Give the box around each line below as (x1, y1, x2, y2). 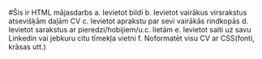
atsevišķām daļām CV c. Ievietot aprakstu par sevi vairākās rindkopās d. (8, 16, 249, 26)
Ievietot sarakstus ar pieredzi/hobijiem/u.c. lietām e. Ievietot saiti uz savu (8, 25, 251, 34)
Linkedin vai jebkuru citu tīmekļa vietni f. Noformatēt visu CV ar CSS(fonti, (8, 33, 256, 43)
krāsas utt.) (8, 42, 46, 52)
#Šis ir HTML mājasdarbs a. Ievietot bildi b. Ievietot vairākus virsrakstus (8, 8, 247, 17)
